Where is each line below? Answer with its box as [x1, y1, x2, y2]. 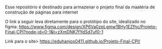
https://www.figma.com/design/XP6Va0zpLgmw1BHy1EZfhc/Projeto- [18, 24, 157, 30]
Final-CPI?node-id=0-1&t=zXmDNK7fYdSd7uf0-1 [5, 29, 104, 34]
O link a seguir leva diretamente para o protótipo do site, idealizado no [5, 19, 146, 24]
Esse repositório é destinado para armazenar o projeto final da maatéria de [5, 4, 155, 10]
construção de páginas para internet [5, 9, 78, 15]
